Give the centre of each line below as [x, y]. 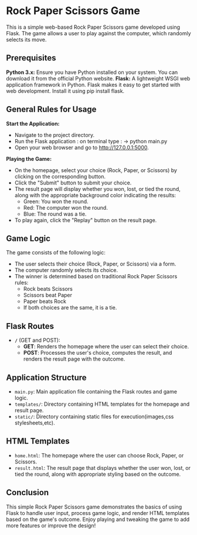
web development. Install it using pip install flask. [65, 91]
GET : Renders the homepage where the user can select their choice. [106, 346]
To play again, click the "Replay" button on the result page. [86, 220]
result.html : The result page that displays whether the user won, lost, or [102, 467]
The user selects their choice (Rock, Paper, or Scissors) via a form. [95, 264]
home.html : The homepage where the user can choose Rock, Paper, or [99, 455]
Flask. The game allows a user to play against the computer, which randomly [99, 33]
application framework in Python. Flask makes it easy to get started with [93, 85]
